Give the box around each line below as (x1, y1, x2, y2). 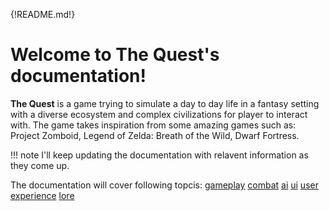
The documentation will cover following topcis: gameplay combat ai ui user (10, 179, 319, 191)
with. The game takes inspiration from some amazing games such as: (10, 119, 297, 131)
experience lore (10, 189, 75, 201)
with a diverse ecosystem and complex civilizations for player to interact (10, 108, 308, 120)
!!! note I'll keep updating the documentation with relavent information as (10, 149, 309, 161)
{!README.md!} (10, 9, 76, 20)
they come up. (10, 159, 70, 171)
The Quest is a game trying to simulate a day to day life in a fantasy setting (10, 97, 320, 109)
